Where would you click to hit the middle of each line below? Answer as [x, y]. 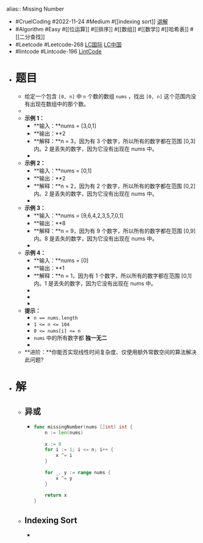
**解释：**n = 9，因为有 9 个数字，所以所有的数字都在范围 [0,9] [115, 231]
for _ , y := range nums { [78, 472]
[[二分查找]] [30, 37]
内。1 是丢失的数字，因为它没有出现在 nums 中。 [95, 283]
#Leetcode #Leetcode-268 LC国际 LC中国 [68, 44]
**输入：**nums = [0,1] [63, 171]
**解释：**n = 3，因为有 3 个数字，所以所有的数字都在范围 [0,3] [114, 141]
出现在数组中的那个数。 [59, 104]
